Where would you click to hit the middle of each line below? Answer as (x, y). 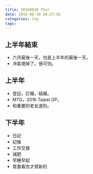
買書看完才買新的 (30, 166)
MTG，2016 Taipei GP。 (37, 100)
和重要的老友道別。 (32, 105)
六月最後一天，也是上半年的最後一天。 (51, 58)
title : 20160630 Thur (27, 10)
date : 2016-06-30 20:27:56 (33, 14)
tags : (11, 23)
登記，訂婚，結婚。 (32, 93)
